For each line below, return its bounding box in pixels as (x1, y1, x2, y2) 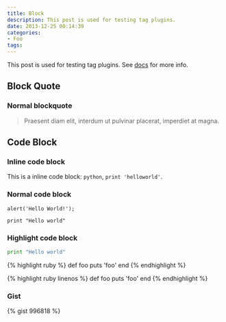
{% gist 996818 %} (7, 307, 61, 315)
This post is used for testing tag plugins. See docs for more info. (7, 61, 188, 69)
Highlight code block (7, 233, 77, 243)
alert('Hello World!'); (7, 205, 75, 212)
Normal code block (7, 190, 72, 199)
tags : (7, 42, 23, 49)
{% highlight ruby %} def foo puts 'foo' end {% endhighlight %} (7, 261, 186, 269)
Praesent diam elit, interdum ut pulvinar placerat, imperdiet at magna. (23, 116, 219, 125)
